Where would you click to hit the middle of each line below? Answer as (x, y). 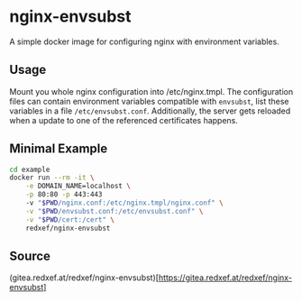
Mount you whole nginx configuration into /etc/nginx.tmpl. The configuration (151, 91)
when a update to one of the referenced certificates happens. (124, 120)
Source (30, 255)
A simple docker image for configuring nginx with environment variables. (144, 41)
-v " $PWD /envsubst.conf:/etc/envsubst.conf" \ (114, 211)
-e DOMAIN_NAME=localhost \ (78, 187)
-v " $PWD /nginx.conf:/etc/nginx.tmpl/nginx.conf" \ (124, 203)
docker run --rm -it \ (52, 178)
